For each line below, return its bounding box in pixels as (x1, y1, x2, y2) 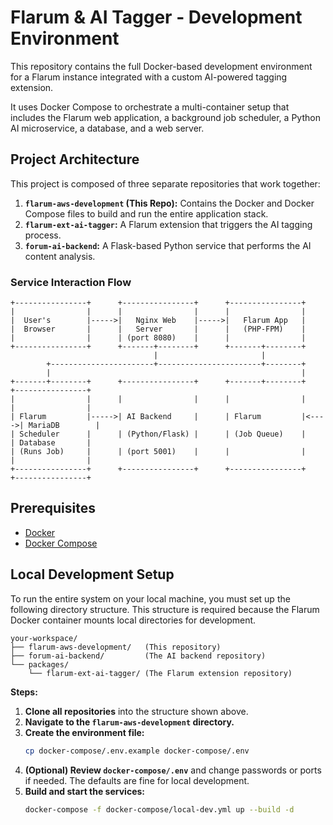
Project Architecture (10, 151, 140, 168)
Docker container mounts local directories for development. (10, 614, 257, 626)
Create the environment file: (24, 726, 145, 738)
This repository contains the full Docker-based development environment (10, 60, 313, 72)
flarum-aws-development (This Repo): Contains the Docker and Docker (24, 197, 315, 209)
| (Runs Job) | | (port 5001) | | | (10, 447, 307, 457)
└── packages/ (10, 659, 70, 670)
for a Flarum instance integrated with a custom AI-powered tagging (10, 71, 288, 83)
